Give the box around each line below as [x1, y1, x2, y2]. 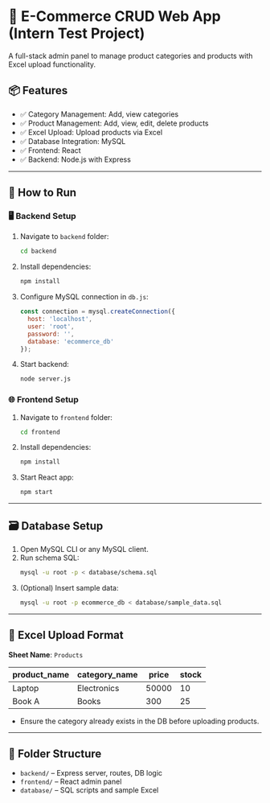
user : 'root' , [27, 322, 75, 331]
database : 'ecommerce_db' [27, 337, 114, 345]
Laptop [12, 682, 39, 694]
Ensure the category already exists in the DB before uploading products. [19, 716, 260, 726]
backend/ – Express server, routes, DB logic [19, 768, 163, 778]
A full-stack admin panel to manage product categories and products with [8, 51, 253, 60]
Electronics [76, 682, 120, 694]
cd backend [19, 247, 57, 256]
